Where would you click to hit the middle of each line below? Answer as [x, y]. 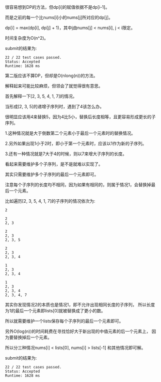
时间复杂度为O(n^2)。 [27, 38]
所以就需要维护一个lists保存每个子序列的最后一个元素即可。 [64, 321]
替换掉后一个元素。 [32, 337]
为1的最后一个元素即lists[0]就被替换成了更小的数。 [55, 311]
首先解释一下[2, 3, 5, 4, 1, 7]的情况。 [41, 96]
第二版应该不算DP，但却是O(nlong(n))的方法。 [51, 76]
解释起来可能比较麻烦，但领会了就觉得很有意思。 [54, 86]
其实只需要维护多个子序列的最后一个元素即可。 [52, 174]
